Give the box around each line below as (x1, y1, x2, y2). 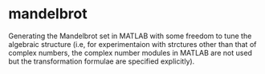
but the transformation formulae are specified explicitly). (8, 56, 195, 66)
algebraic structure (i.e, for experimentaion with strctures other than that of (8, 39, 257, 49)
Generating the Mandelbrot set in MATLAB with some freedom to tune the (8, 31, 252, 41)
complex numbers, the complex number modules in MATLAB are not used (8, 48, 253, 57)
